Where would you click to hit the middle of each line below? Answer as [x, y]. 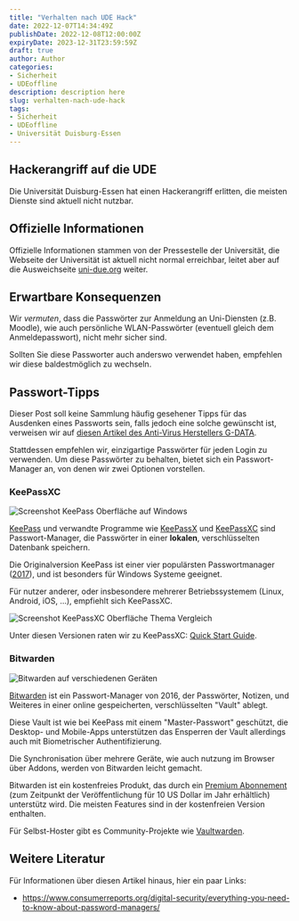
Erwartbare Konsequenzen [85, 296]
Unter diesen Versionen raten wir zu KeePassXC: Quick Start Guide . [133, 636]
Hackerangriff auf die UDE [83, 170]
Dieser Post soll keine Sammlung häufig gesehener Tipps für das [128, 414]
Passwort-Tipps [54, 392]
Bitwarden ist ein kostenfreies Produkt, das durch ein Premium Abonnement [148, 785]
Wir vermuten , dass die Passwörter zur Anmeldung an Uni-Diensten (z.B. [143, 318]
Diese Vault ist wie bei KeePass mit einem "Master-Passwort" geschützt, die [149, 722]
